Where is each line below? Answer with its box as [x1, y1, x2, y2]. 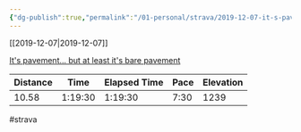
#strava [9, 113, 38, 125]
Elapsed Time [104, 76, 164, 88]
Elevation [202, 76, 244, 88]
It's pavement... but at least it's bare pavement [9, 54, 181, 65]
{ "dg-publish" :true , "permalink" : [9, 12, 134, 22]
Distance [13, 76, 53, 88]
